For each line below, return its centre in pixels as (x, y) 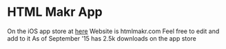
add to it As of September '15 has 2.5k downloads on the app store (102, 38)
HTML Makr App (55, 12)
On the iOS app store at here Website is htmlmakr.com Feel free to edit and (113, 31)
